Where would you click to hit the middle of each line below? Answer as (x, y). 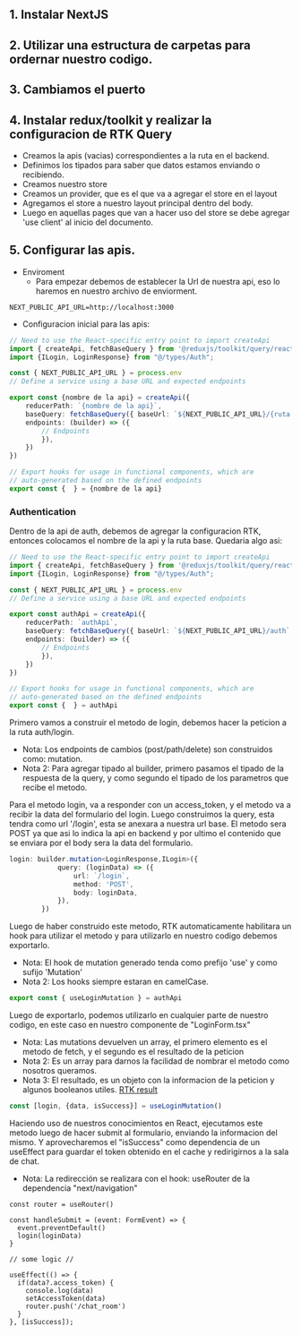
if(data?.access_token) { (66, 1283)
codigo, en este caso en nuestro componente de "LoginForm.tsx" (130, 1025)
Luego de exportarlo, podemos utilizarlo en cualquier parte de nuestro (139, 1015)
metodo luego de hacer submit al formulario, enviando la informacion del (143, 1133)
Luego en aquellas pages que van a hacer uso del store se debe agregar (156, 212)
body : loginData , (106, 893)
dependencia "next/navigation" (80, 1188)
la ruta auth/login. (42, 732)
